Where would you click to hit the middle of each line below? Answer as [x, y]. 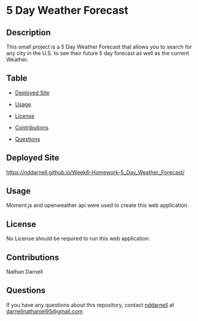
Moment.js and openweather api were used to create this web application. [98, 205]
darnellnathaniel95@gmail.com [44, 311]
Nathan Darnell [25, 272]
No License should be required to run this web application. [78, 239]
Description [28, 33]
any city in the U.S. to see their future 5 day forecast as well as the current [98, 53]
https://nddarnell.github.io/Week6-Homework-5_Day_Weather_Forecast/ [95, 172]
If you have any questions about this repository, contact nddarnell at [90, 305]
